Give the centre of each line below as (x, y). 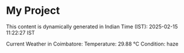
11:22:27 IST (20, 32)
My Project (33, 11)
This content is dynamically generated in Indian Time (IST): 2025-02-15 (92, 26)
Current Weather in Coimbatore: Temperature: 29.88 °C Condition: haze (92, 44)
